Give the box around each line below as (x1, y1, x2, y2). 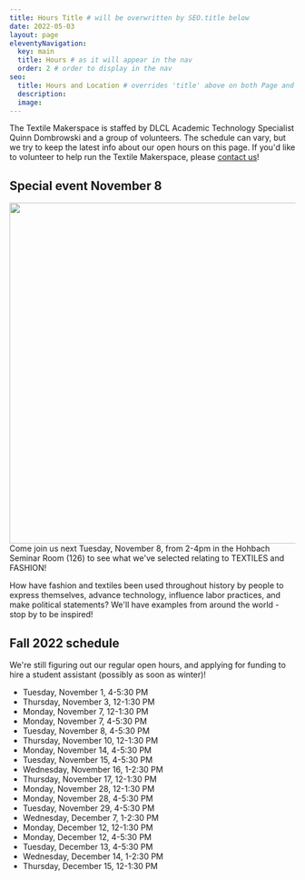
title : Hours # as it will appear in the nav (17, 55, 193, 65)
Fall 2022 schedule (9, 635, 120, 651)
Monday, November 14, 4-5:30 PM (22, 745, 152, 755)
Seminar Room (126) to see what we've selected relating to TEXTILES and (9, 553, 285, 564)
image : (17, 97, 43, 107)
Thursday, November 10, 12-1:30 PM (22, 735, 159, 745)
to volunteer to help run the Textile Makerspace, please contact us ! (9, 152, 261, 163)
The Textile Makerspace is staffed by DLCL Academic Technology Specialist (9, 123, 295, 134)
